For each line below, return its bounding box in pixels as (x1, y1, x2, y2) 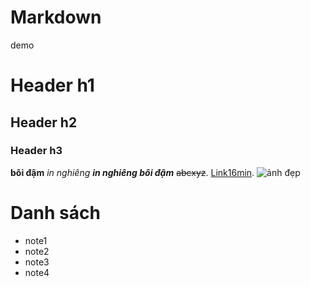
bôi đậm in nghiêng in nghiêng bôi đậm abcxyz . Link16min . (10, 166, 255, 178)
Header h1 (10, 74, 95, 97)
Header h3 (10, 144, 63, 158)
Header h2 (10, 114, 78, 131)
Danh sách (10, 202, 101, 224)
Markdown (10, 6, 102, 29)
